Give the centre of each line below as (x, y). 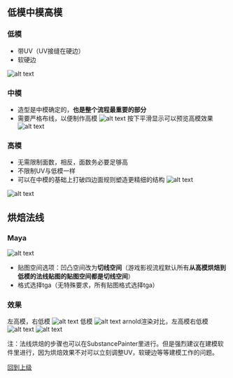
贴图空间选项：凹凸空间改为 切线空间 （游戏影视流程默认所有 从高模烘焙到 (121, 267)
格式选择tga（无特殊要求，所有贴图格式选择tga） (88, 285)
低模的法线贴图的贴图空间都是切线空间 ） (76, 276)
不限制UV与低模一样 (46, 171)
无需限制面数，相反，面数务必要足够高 (72, 162)
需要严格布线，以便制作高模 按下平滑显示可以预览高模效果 (115, 118)
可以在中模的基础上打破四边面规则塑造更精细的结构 (91, 180)
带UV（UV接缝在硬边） (51, 50)
